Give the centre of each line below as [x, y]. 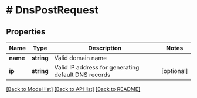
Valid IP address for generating [97, 67]
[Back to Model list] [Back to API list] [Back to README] [73, 89]
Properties [26, 32]
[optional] [174, 71]
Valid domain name [81, 58]
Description [105, 48]
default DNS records [82, 75]
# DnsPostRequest [52, 10]
